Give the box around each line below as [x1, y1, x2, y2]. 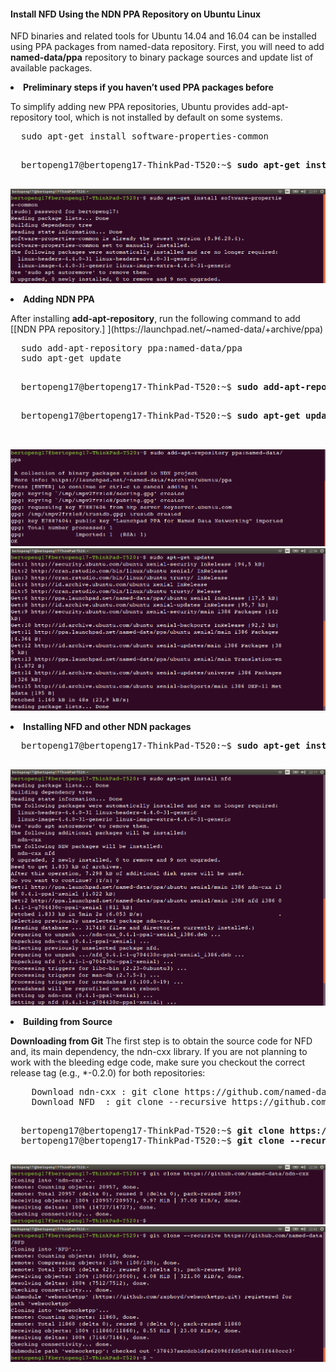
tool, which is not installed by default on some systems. [54, 111, 283, 124]
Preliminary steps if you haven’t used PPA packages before [23, 81, 274, 94]
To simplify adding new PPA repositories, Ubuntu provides [10, 101, 250, 113]
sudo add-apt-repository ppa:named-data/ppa [20, 343, 243, 354]
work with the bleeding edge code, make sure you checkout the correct [10, 1056, 306, 1068]
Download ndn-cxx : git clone [31, 1086, 180, 1097]
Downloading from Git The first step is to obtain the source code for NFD [10, 1035, 313, 1047]
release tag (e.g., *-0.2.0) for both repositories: [10, 1066, 206, 1079]
